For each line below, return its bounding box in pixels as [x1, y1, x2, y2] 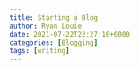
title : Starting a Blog [9, 13, 99, 22]
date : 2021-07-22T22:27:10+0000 [9, 30, 130, 39]
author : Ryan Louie [9, 22, 83, 30]
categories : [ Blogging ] [9, 38, 99, 47]
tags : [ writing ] [9, 47, 70, 56]
